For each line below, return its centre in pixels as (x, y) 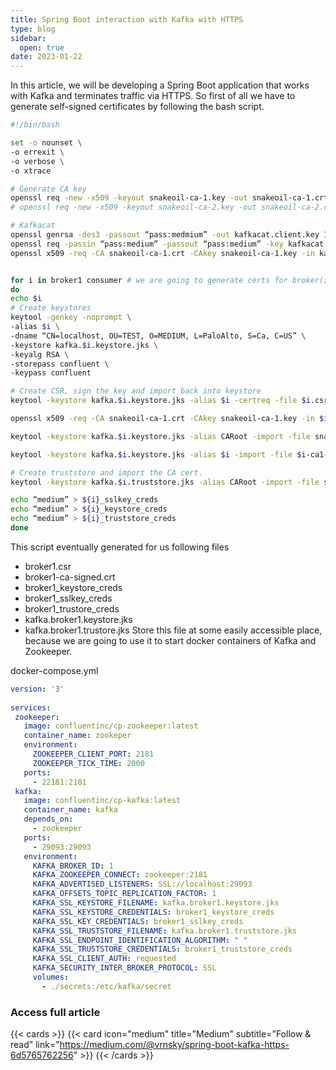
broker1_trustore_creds (72, 608)
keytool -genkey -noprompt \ (71, 317)
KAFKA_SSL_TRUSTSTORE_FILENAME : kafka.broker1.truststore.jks (165, 931)
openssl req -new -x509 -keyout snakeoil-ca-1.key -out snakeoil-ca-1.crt (169, 198)
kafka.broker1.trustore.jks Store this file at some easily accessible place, (173, 630)
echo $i (26, 299)
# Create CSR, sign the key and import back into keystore (136, 391)
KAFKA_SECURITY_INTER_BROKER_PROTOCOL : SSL (124, 968)
